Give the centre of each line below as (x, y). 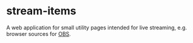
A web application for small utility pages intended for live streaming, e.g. (96, 27)
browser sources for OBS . (39, 33)
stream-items (41, 11)
